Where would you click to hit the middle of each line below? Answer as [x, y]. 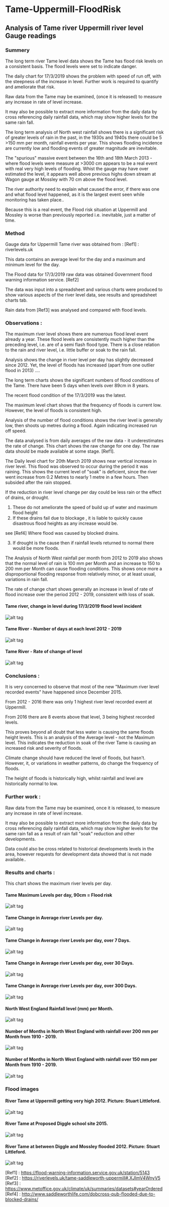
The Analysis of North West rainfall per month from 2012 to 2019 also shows [84, 558]
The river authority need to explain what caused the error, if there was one [82, 189]
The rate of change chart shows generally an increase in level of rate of [79, 589]
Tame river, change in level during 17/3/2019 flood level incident [73, 606]
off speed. [16, 431]
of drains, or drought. [27, 498]
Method [15, 233]
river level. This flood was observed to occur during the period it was [77, 466]
